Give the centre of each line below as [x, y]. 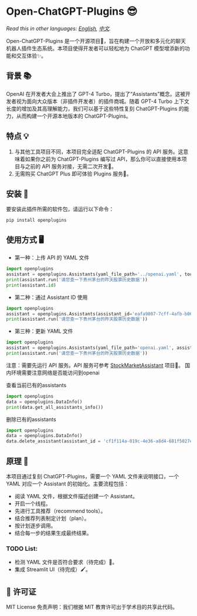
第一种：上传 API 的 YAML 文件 [52, 258]
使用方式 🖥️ [25, 240]
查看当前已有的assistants [36, 385]
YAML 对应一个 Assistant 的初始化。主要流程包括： [68, 484]
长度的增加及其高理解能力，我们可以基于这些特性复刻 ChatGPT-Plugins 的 [95, 108]
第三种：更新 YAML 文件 [44, 331]
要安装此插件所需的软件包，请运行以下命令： [60, 209]
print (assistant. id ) [31, 285]
